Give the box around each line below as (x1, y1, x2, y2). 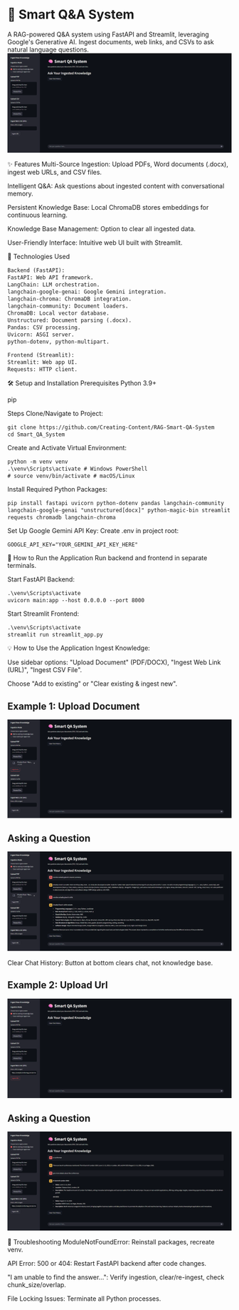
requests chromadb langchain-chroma (7, 514, 116, 522)
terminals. (7, 562, 37, 570)
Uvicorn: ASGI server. (7, 331, 75, 338)
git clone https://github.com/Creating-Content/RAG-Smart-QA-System (7, 424, 215, 431)
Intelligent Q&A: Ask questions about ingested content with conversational (7, 182, 225, 191)
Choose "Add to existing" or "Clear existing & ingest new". (7, 679, 178, 688)
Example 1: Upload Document (7, 700, 140, 712)
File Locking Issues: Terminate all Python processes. (7, 1294, 161, 1303)
